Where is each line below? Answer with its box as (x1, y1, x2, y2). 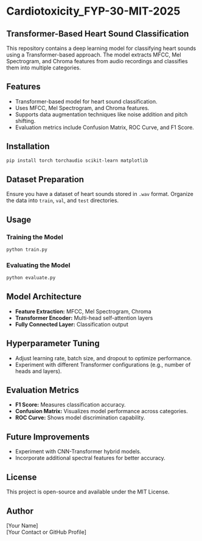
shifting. (15, 117, 36, 124)
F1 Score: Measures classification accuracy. (15, 401, 126, 408)
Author (6, 506, 33, 516)
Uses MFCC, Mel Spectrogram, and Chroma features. (15, 104, 150, 111)
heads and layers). (15, 367, 62, 375)
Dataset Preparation (6, 174, 84, 184)
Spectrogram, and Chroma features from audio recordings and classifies (6, 58, 188, 65)
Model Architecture (6, 291, 82, 302)
